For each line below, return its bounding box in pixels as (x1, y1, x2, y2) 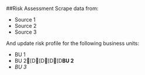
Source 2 (14, 23, 37, 29)
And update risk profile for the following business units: (6, 40, 139, 47)
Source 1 (14, 16, 36, 23)
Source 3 (14, 28, 37, 35)
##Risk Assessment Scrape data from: (6, 5, 99, 12)
